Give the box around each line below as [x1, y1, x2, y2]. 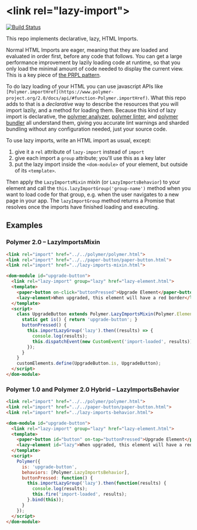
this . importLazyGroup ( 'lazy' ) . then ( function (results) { [27, 481, 167, 486]
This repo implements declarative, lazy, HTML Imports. [6, 35, 138, 42]
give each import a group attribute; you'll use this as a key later [14, 154, 166, 161]
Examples [6, 221, 43, 231]
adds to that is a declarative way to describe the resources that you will [6, 100, 179, 107]
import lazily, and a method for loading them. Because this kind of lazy [6, 106, 176, 114]
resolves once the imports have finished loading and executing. [6, 203, 159, 210]
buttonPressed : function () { [21, 475, 93, 481]
